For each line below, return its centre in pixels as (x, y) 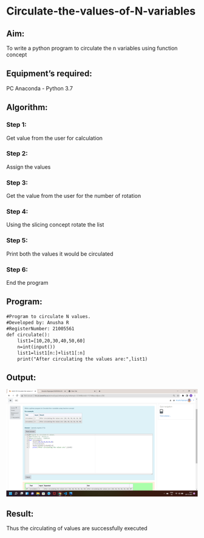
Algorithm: (27, 107)
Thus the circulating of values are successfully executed (77, 528)
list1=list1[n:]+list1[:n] (51, 353)
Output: (21, 378)
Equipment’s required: (49, 74)
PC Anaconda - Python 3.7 (39, 88)
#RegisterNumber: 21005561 (40, 329)
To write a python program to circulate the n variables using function (92, 48)
